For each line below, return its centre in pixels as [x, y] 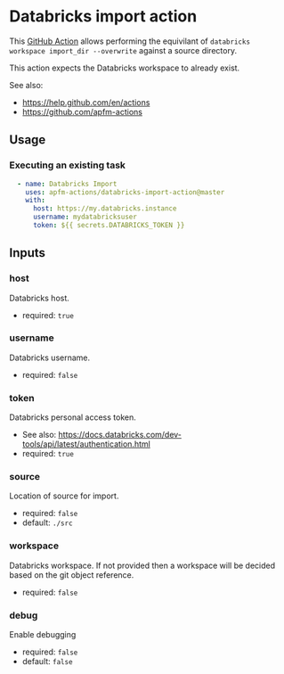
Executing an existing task [68, 165]
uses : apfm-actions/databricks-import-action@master [125, 192]
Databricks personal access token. [73, 417]
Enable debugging [43, 635]
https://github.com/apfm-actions [82, 111]
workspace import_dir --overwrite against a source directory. [123, 50]
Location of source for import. [64, 496]
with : [36, 201]
